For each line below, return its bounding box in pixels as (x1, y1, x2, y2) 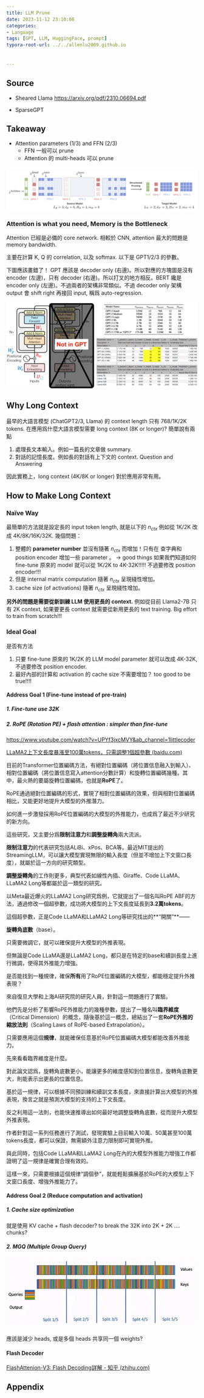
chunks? (6, 1229, 28, 1236)
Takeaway (6, 124, 46, 134)
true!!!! (15, 677, 32, 684)
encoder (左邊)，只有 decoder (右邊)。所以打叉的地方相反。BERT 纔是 (6, 274, 182, 281)
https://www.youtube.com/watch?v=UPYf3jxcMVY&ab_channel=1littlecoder (6, 736, 195, 743)
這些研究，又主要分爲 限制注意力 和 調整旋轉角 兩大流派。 (6, 831, 144, 838)
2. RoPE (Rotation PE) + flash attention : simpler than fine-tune (6, 720, 168, 728)
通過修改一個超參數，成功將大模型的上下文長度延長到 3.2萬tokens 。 (16, 900, 187, 907)
